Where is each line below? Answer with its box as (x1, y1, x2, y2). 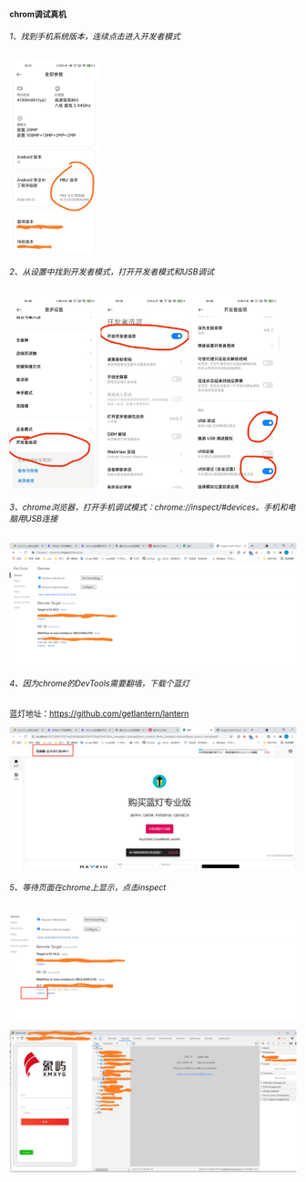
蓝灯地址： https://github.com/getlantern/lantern (9, 708, 189, 719)
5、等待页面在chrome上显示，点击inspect (9, 882, 167, 893)
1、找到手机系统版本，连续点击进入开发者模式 (9, 31, 180, 42)
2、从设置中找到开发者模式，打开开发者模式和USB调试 (9, 266, 215, 277)
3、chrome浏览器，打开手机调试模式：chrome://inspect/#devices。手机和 (9, 502, 289, 513)
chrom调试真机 (9, 8, 66, 19)
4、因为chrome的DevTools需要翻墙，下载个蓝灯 (9, 678, 189, 689)
